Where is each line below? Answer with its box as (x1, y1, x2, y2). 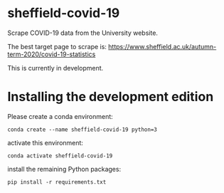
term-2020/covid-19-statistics (7, 50, 96, 58)
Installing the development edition (7, 89, 214, 105)
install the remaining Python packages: (7, 165, 122, 173)
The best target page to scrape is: (7, 42, 107, 51)
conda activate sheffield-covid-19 (7, 152, 113, 160)
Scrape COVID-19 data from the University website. (7, 28, 159, 37)
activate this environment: (7, 138, 84, 147)
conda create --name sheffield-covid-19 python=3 (7, 126, 158, 133)
